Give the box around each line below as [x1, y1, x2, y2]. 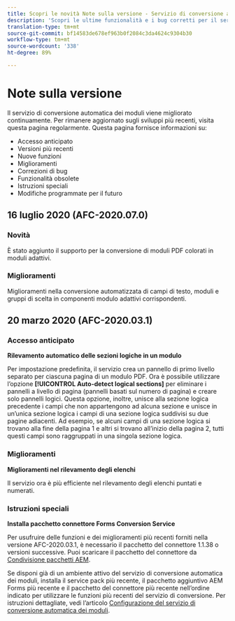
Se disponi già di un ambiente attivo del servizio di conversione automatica [7, 569, 223, 578]
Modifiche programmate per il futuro [17, 189, 122, 197]
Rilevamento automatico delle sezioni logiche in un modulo [7, 351, 182, 360]
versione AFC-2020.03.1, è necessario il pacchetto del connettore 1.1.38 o [7, 541, 219, 549]
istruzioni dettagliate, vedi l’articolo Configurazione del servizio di [7, 599, 196, 607]
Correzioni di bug [17, 166, 68, 175]
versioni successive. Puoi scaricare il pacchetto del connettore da [7, 548, 197, 557]
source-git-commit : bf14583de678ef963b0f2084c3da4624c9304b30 [7, 29, 192, 37]
